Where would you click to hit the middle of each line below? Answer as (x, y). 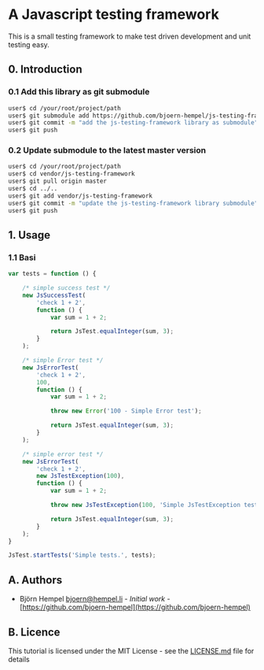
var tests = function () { (52, 274)
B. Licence (34, 632)
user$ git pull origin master (58, 181)
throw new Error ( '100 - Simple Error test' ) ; (126, 411)
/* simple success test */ (66, 288)
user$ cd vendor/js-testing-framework (71, 174)
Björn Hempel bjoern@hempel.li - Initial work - (95, 599)
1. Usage (29, 235)
